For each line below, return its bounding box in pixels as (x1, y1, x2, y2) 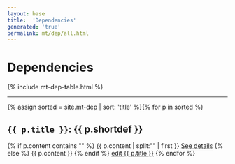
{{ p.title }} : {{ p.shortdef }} (7, 123, 143, 135)
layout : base (7, 10, 45, 17)
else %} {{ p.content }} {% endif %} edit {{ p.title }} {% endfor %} (7, 149, 196, 157)
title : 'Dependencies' (7, 17, 77, 24)
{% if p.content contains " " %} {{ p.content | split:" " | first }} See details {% (7, 142, 224, 150)
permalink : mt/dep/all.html (7, 29, 90, 37)
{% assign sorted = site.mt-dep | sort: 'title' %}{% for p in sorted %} (7, 103, 204, 112)
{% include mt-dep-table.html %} (7, 83, 104, 91)
